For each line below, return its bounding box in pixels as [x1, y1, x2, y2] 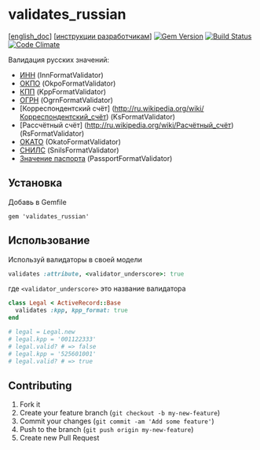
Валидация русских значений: [8, 55, 110, 64]
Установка [8, 177, 63, 190]
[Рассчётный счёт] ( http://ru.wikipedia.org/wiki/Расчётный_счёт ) [19, 120, 234, 130]
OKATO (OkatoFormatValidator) [19, 137, 122, 146]
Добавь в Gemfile [8, 197, 67, 207]
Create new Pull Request [19, 434, 100, 443]
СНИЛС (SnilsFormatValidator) [19, 145, 119, 155]
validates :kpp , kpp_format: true [15, 306, 128, 315]
